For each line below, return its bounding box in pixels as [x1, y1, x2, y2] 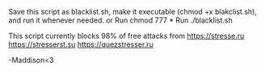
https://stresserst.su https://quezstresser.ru [8, 40, 154, 49]
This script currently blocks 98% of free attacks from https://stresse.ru [8, 31, 245, 40]
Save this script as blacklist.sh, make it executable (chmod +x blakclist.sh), [8, 7, 257, 16]
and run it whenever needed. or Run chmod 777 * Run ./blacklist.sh [8, 15, 233, 25]
